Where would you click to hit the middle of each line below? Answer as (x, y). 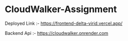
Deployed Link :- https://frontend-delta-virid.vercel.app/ (64, 23)
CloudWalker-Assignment (61, 9)
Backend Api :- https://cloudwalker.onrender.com (57, 33)
